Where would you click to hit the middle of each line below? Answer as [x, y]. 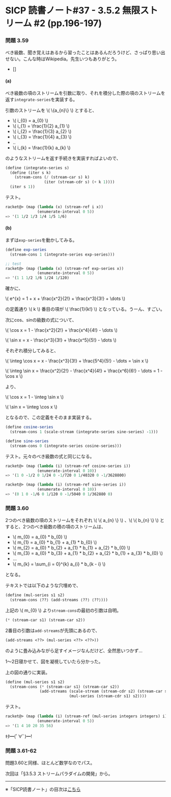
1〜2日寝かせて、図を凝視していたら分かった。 [54, 661]
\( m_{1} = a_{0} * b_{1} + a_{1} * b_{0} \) [55, 542]
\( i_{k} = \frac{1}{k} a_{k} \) [41, 147]
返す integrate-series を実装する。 [41, 99]
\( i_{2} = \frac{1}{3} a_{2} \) [42, 131]
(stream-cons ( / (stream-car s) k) [52, 177]
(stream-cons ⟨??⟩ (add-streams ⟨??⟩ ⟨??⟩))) [59, 600]
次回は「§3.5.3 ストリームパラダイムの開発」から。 [59, 774]
